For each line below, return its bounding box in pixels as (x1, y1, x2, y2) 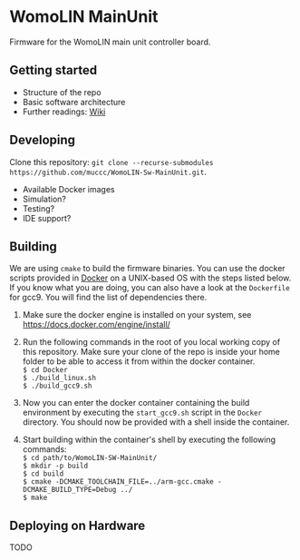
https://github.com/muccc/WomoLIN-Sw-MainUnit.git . (9, 166, 207, 177)
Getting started (9, 63, 98, 78)
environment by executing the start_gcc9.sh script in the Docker (22, 407, 263, 418)
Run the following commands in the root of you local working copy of (22, 337, 281, 348)
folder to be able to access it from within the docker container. (22, 356, 256, 367)
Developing (9, 133, 75, 148)
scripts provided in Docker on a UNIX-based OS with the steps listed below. (9, 272, 292, 283)
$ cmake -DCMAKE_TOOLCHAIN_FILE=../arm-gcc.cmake (22, 477, 215, 486)
